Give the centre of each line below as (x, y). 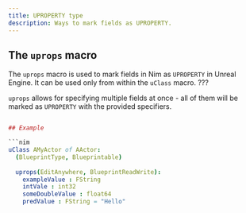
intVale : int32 (50, 187)
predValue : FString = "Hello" (74, 202)
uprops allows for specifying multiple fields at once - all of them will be (123, 98)
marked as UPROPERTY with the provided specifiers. (90, 106)
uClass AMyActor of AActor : (55, 150)
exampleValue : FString (62, 180)
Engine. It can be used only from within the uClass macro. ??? (108, 83)
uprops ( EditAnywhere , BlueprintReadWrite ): (88, 172)
